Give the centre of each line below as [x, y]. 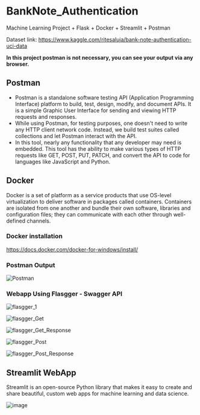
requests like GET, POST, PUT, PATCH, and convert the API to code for [102, 155]
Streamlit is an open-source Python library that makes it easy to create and [99, 387]
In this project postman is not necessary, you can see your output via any [100, 57]
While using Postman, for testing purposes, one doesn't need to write [101, 123]
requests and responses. [46, 116]
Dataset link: [22, 39]
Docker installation [35, 236]
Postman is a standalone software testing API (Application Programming [104, 97]
